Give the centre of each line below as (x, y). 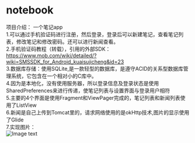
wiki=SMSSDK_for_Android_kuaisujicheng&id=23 (65, 61)
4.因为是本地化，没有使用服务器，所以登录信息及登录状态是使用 (83, 83)
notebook (30, 10)
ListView (26, 105)
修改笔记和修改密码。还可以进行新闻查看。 (67, 41)
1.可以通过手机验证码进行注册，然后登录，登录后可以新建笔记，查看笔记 (92, 34)
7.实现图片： (21, 127)
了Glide (15, 120)
